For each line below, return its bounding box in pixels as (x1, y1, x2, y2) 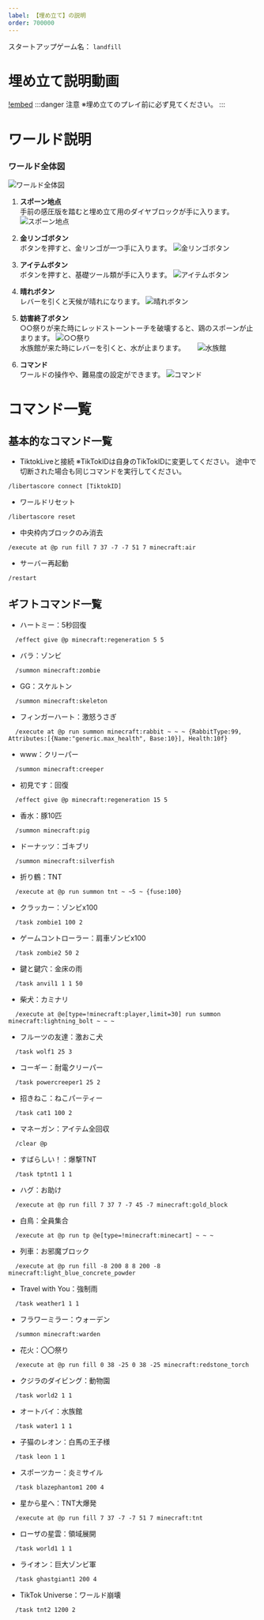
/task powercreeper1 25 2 (15, 1078, 101, 1087)
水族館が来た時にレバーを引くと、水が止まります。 (19, 343, 182, 352)
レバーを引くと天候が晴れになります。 (19, 296, 145, 306)
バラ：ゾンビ (19, 650, 62, 660)
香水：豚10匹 (19, 811, 62, 820)
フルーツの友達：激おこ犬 (19, 1032, 104, 1042)
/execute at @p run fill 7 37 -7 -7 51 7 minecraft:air (8, 543, 196, 552)
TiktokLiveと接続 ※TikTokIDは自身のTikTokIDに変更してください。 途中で (19, 456, 257, 466)
